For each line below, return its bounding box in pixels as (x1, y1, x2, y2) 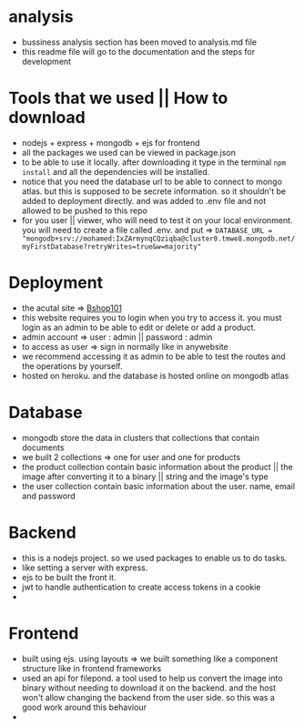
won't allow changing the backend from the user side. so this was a (21, 692, 275, 702)
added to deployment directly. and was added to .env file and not (21, 195, 267, 206)
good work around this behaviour (21, 702, 147, 713)
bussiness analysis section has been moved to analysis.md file (21, 36, 257, 47)
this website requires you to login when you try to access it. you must (21, 312, 282, 323)
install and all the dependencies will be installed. (21, 166, 210, 177)
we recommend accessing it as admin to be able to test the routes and (21, 351, 286, 362)
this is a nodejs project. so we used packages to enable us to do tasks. (21, 552, 288, 563)
